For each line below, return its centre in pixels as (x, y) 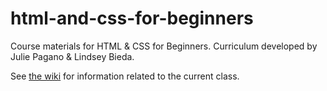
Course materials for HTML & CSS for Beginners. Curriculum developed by (164, 46)
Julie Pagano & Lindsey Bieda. (72, 56)
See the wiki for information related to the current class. (125, 76)
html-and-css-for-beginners (132, 18)
